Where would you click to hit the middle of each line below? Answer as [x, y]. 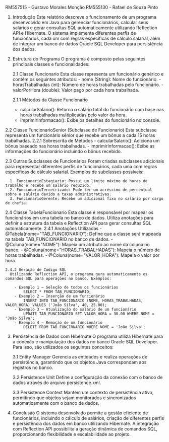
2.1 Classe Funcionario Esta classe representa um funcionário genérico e [88, 74]
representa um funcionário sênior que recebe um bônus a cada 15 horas [80, 135]
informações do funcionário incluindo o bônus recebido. [64, 151]
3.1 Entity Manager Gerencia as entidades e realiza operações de [80, 357]
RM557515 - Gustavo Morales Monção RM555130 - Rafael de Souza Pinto [82, 7]
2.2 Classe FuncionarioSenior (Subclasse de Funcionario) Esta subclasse [81, 130]
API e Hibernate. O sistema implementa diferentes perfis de [74, 33]
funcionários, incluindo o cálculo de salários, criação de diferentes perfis [88, 418]
